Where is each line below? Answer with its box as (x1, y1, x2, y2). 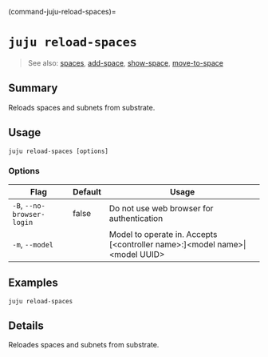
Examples (8, 276, 58, 290)
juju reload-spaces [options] (8, 147, 109, 155)
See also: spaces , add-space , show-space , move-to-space (27, 58, 223, 67)
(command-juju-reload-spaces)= (8, 7, 117, 16)
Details (8, 319, 44, 333)
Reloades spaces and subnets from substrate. (8, 340, 160, 350)
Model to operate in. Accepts (108, 228, 218, 239)
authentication (108, 212, 164, 223)
